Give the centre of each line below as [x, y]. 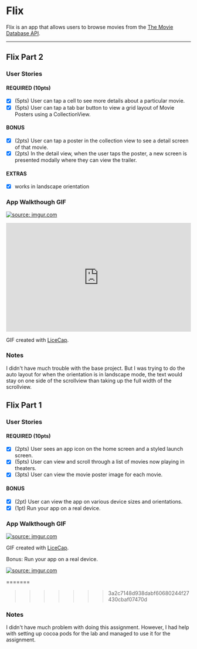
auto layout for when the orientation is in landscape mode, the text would [94, 374]
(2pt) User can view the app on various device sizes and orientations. [98, 501]
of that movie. [31, 147]
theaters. [26, 468]
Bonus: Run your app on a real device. [52, 559]
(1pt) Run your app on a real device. [57, 508]
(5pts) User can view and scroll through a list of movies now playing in [99, 462]
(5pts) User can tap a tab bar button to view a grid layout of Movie [94, 107]
